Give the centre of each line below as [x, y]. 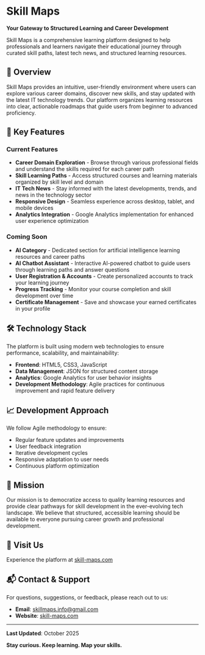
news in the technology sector [53, 195]
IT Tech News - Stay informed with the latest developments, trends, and [106, 189]
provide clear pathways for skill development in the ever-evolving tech [95, 506]
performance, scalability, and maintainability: [63, 353]
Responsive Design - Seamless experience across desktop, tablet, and [105, 201]
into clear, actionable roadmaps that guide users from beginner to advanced [102, 106]
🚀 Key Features [36, 132]
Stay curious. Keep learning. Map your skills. [64, 645]
